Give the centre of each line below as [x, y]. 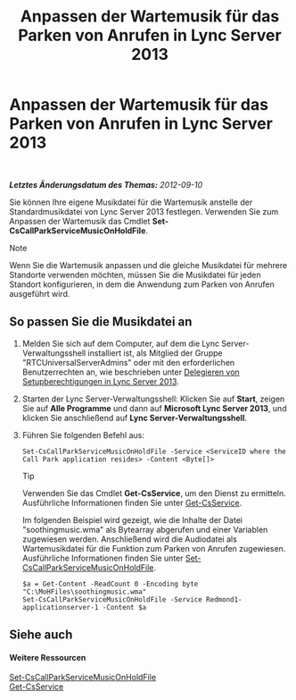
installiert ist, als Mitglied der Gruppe [155, 353]
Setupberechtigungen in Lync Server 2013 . [101, 381]
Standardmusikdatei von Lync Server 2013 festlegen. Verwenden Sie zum [144, 211]
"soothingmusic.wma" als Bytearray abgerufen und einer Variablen [145, 529]
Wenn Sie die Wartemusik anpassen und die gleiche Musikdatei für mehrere [148, 265]
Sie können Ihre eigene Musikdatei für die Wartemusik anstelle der [131, 202]
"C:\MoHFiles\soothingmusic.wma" [84, 592]
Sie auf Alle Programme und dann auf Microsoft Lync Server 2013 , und [154, 408]
